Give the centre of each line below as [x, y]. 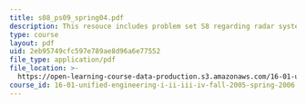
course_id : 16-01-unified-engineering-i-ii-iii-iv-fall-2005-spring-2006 [153, 85]
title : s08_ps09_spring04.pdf [67, 18]
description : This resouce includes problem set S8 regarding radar [142, 26]
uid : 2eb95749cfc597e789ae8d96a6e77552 [85, 52]
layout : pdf [32, 43]
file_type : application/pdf [63, 60]
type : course [34, 34]
